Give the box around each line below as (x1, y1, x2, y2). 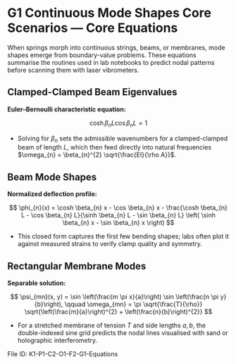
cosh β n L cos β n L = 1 (89, 119, 148, 128)
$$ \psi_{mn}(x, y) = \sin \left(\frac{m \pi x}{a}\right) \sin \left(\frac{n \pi (10, 292, 219, 301)
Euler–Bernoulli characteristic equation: (7, 104, 127, 114)
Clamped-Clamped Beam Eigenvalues (7, 86, 178, 98)
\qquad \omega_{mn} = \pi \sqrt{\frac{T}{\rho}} (64, 300, 203, 308)
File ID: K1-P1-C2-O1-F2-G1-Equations (7, 349, 118, 358)
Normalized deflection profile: (7, 190, 97, 198)
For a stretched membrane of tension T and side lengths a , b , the (17, 321, 206, 329)
